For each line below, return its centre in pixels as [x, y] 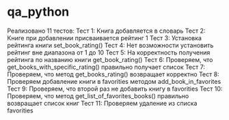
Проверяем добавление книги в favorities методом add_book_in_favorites [114, 81]
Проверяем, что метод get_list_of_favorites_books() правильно [98, 95]
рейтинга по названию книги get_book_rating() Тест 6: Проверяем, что [110, 59]
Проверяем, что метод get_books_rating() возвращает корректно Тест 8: [113, 74]
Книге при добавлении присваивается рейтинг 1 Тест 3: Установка [104, 37]
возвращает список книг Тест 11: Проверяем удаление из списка [102, 103]
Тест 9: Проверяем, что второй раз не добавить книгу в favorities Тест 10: [115, 89]
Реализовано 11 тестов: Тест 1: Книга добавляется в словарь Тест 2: [106, 31]
